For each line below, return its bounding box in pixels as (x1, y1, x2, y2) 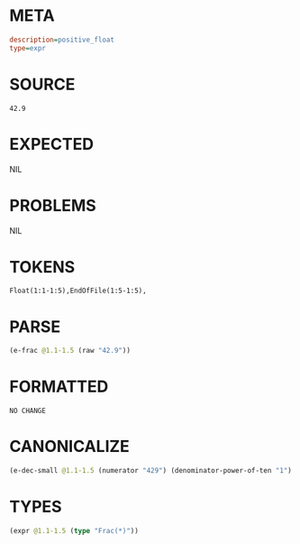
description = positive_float (9, 35, 115, 44)
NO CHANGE (9, 407, 47, 416)
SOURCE (9, 74, 76, 95)
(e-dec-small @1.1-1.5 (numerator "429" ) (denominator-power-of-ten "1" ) (9, 466, 293, 475)
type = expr (9, 43, 47, 52)
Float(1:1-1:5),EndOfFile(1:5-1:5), (9, 286, 147, 296)
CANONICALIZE (9, 437, 131, 456)
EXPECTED (9, 134, 95, 154)
